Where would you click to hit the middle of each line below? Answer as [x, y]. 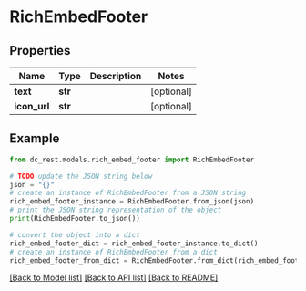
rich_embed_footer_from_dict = [69, 260]
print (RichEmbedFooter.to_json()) [75, 219]
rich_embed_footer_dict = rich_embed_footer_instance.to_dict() [134, 244]
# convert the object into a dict [75, 234]
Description [116, 76]
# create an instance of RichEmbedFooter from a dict [114, 252]
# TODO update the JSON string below [81, 176]
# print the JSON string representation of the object [116, 210]
